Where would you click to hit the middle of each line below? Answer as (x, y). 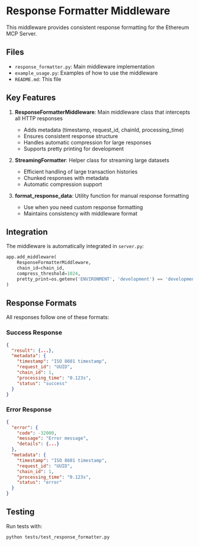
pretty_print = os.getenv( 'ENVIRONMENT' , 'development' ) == (90, 279)
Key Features (31, 98)
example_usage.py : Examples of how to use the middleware (86, 73)
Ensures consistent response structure (71, 136)
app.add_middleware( (32, 257)
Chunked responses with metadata (66, 178)
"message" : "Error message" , (53, 439)
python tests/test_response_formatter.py (58, 537)
